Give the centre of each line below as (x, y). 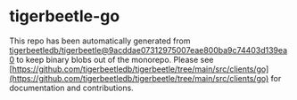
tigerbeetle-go (65, 16)
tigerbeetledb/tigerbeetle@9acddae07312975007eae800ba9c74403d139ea (148, 50)
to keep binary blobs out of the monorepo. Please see (115, 59)
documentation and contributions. (71, 88)
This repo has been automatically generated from (100, 41)
